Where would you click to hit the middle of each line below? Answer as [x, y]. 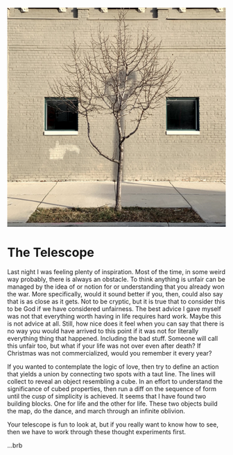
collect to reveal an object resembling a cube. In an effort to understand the [115, 381]
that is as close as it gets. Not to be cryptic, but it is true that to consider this [116, 301]
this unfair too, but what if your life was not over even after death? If [104, 346]
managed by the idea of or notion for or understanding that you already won [116, 287]
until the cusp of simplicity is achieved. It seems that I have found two [107, 396]
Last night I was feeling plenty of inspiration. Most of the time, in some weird [116, 271]
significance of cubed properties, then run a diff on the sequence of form [112, 389]
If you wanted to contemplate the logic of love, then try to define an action [113, 367]
